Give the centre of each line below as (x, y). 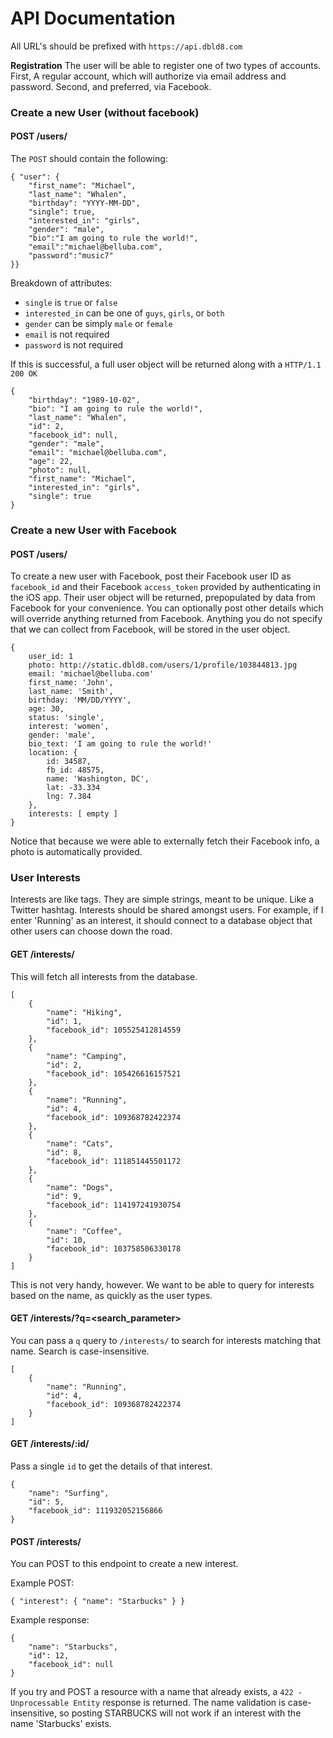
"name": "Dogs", (80, 1187)
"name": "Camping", (87, 1056)
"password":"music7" (71, 256)
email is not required (67, 334)
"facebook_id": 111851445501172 (114, 1161)
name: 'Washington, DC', (98, 779)
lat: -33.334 (73, 788)
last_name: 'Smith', (71, 692)
